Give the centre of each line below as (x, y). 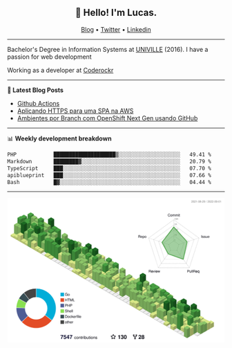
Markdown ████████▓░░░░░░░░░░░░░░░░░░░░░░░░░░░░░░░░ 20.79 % (109, 161)
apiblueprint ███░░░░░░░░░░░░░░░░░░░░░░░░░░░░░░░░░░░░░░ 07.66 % (109, 175)
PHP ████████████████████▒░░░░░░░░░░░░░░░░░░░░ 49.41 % (109, 154)
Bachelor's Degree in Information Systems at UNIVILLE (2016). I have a (108, 49)
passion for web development (49, 57)
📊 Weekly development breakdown (59, 138)
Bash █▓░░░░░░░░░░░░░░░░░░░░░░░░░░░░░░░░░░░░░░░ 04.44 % (109, 182)
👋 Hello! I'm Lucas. (116, 13)
